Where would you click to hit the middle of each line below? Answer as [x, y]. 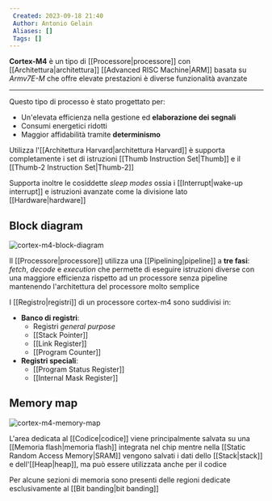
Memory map [44, 404]
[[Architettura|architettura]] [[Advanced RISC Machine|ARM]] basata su [128, 70]
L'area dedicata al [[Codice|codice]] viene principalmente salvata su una [130, 438]
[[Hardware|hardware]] [48, 200]
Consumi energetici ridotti [64, 126]
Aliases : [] [33, 31]
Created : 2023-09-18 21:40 [58, 16]
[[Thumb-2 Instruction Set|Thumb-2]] [71, 167]
